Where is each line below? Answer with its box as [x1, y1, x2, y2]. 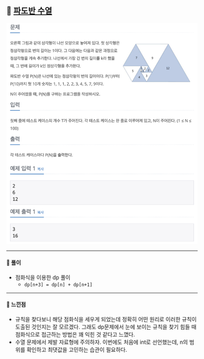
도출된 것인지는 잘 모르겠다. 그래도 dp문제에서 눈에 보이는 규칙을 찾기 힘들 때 [15, 323, 197, 330]
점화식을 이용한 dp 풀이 [15, 273, 71, 281]
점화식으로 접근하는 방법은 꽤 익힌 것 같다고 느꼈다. [15, 330, 135, 338]
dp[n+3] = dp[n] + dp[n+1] [24, 282, 93, 288]
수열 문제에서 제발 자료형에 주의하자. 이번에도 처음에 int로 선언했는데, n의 [15, 338, 188, 346]
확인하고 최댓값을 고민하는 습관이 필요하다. [26, 346, 127, 353]
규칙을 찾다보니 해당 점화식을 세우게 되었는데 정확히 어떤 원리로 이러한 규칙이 [15, 315, 197, 322]
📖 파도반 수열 [6, 5, 53, 16]
